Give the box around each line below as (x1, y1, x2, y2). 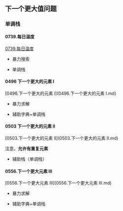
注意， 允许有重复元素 (5, 145, 48, 151)
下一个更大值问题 (5, 4, 57, 13)
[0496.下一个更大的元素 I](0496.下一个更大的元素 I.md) (5, 90, 117, 96)
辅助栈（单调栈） (12, 156, 47, 162)
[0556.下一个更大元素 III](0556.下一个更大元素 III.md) (5, 180, 112, 186)
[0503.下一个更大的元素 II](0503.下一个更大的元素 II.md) (5, 135, 119, 141)
